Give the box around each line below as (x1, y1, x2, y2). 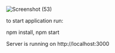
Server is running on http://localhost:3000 (6, 40, 110, 47)
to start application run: (6, 17, 64, 24)
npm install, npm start (6, 29, 60, 36)
